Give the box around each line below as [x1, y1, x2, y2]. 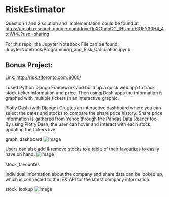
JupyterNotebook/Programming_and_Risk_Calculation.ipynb [5, 46, 131, 52]
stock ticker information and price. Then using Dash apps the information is [5, 90, 163, 96]
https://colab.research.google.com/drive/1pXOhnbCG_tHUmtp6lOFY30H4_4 [5, 25, 164, 31]
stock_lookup [5, 186, 33, 192]
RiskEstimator [5, 4, 65, 15]
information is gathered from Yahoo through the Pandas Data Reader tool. [5, 115, 159, 122]
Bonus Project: [5, 61, 53, 69]
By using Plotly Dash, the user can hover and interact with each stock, [5, 121, 152, 127]
